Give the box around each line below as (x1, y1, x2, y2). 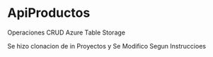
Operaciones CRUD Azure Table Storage (7, 28, 126, 37)
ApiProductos (7, 5, 91, 21)
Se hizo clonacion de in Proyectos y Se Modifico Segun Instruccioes (7, 42, 207, 50)
